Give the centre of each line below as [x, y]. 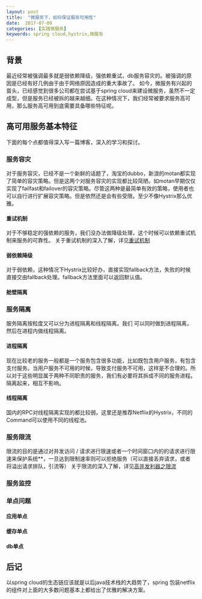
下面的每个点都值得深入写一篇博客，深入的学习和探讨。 [75, 142]
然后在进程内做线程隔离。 [38, 331]
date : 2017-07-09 [29, 23]
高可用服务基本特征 [42, 127]
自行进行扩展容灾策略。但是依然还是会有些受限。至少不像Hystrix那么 [102, 196]
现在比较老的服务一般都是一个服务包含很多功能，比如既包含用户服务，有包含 [101, 360]
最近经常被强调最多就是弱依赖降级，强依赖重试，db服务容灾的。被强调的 [96, 75]
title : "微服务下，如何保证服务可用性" [51, 17]
